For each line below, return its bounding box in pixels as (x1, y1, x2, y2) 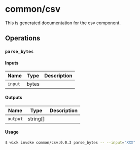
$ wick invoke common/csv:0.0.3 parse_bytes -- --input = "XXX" (5, 140, 136, 145)
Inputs (5, 60, 19, 66)
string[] (28, 115, 45, 122)
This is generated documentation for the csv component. (5, 20, 121, 26)
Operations (5, 34, 40, 42)
